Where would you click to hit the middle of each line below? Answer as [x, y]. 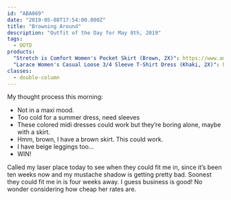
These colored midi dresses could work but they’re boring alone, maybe [119, 125]
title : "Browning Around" [44, 26]
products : [21, 52]
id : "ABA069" [26, 13]
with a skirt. [33, 132]
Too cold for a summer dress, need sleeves [78, 118]
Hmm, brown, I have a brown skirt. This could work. [90, 140]
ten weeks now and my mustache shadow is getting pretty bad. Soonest [109, 175]
